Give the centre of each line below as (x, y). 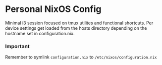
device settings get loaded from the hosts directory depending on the (76, 28)
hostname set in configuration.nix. (40, 33)
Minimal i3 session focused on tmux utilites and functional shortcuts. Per (79, 23)
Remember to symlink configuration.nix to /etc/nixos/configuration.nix (81, 57)
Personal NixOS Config (53, 9)
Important (17, 46)
